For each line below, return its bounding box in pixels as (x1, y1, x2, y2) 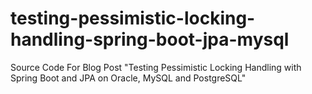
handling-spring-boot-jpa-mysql (10, 28, 290, 51)
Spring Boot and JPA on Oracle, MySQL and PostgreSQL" (10, 72, 247, 84)
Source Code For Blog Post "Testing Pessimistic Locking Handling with (10, 61, 302, 73)
